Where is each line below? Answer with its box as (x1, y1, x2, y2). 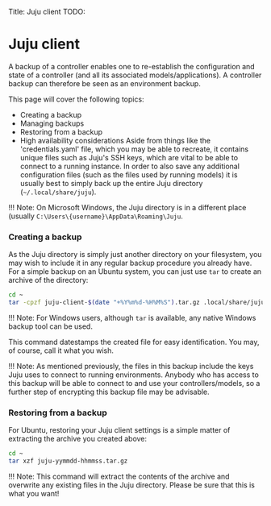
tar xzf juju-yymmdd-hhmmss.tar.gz (8, 457, 128, 466)
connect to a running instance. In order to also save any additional (19, 161, 240, 171)
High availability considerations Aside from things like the (19, 135, 211, 145)
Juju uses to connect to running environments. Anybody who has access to (8, 370, 260, 379)
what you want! (8, 489, 60, 499)
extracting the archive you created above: (8, 434, 148, 444)
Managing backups (19, 118, 85, 128)
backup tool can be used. (8, 321, 93, 331)
